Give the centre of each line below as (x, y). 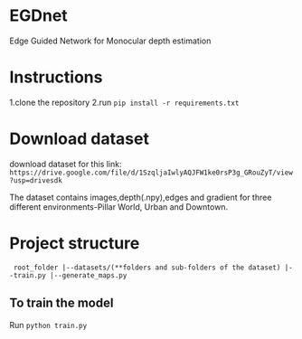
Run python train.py (48, 325)
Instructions (56, 77)
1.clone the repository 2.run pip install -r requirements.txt (124, 102)
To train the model (61, 303)
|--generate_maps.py (88, 275)
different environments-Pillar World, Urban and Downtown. (119, 207)
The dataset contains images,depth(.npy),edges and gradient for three (141, 197)
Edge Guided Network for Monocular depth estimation (110, 41)
